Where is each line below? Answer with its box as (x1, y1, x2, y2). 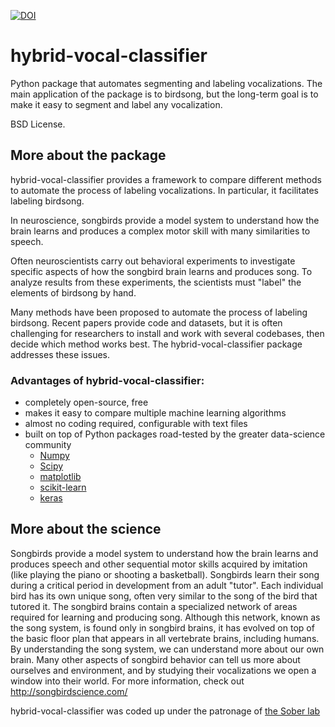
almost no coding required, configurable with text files (24, 418, 248, 430)
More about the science (10, 521, 162, 538)
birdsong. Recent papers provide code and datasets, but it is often (10, 316, 283, 329)
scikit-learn (39, 481, 87, 494)
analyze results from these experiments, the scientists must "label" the (10, 276, 302, 288)
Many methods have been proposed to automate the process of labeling (10, 306, 308, 318)
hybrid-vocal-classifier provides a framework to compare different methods (10, 173, 322, 185)
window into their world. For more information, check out (10, 675, 245, 687)
